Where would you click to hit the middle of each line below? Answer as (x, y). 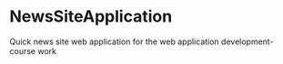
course (23, 50)
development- (248, 41)
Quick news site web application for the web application (115, 41)
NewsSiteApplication (91, 17)
